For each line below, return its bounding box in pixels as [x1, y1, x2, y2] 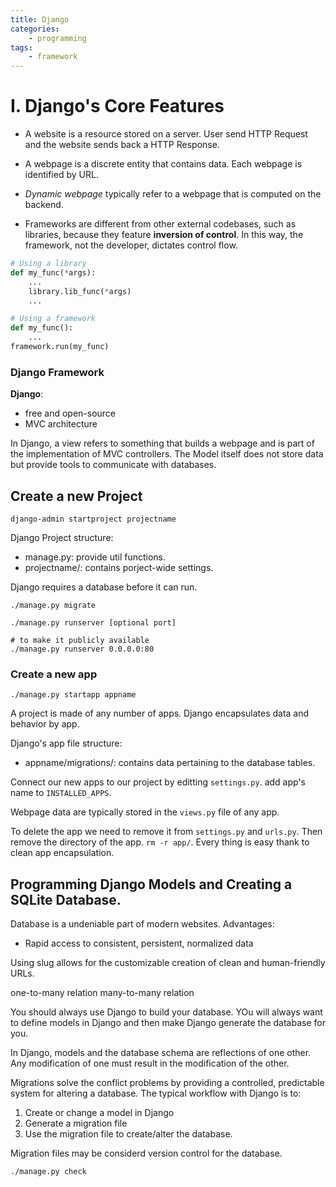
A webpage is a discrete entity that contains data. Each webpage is [24, 158, 303, 170]
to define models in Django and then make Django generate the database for [10, 1017, 326, 1029]
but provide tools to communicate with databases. [10, 459, 217, 471]
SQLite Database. [10, 891, 122, 908]
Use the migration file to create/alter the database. [24, 1128, 233, 1140]
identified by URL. [24, 169, 99, 181]
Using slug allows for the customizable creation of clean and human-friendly [10, 957, 326, 969]
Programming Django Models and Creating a [10, 876, 293, 893]
